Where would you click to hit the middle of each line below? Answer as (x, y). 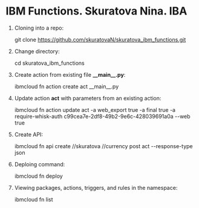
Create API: (29, 134)
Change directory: (37, 51)
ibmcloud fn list (34, 199)
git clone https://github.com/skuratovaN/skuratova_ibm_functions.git (100, 39)
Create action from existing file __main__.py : (70, 74)
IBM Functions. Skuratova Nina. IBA (96, 11)
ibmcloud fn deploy (38, 176)
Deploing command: (40, 164)
